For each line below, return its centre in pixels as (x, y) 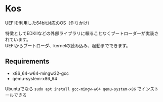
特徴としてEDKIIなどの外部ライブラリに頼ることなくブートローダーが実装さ (82, 33)
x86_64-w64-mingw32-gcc (41, 73)
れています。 (18, 39)
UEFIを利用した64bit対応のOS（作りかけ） (49, 23)
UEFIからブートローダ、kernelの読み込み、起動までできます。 (68, 45)
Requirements (27, 61)
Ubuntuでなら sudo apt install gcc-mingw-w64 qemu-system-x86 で (73, 89)
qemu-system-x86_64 (35, 78)
